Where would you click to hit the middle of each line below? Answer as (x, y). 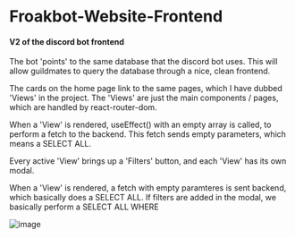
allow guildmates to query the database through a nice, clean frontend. (140, 71)
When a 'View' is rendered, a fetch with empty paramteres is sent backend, (148, 188)
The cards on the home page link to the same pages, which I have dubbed (146, 89)
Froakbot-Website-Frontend (116, 17)
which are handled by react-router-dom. (84, 107)
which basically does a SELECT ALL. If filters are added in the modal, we (143, 198)
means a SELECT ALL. (51, 144)
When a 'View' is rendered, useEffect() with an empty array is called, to (140, 125)
